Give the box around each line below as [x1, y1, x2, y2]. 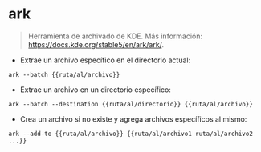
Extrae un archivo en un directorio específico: [19, 85, 171, 94]
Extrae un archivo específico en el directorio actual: [19, 55, 191, 65]
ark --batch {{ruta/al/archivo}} [8, 70, 120, 78]
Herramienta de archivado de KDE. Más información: [27, 31, 203, 41]
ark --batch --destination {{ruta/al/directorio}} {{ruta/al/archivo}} [8, 100, 253, 108]
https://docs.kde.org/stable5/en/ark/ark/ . [27, 39, 165, 49]
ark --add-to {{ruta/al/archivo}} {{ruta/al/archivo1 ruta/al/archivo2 [8, 130, 253, 138]
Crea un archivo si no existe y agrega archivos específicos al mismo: [19, 114, 247, 124]
